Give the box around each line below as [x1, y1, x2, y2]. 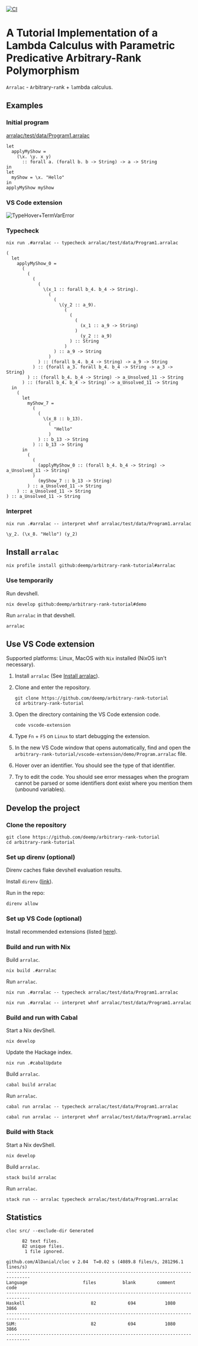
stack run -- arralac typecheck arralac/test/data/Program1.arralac [6, 1196, 178, 1202]
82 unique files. [21, 1244, 65, 1250]
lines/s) [6, 1264, 28, 1270]
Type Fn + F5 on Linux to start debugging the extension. [14, 733, 151, 740]
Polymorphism [6, 64, 80, 77]
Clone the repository [6, 821, 67, 829]
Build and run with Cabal [6, 1013, 78, 1021]
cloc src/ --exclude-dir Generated [6, 1228, 94, 1234]
